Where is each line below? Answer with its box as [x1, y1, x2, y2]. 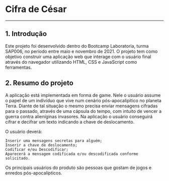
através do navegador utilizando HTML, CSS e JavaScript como [5, 59, 137, 65]
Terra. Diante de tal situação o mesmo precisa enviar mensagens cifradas [5, 103, 158, 109]
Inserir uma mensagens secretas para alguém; [5, 138, 102, 143]
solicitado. [5, 155, 30, 161]
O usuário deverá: [5, 128, 42, 134]
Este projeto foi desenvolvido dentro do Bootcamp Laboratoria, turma [5, 43, 149, 49]
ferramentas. [5, 64, 32, 70]
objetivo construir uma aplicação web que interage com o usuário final [5, 54, 151, 60]
